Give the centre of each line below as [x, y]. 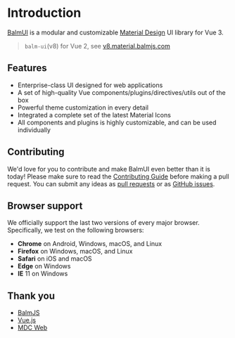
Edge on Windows [44, 266]
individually [34, 130]
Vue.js [27, 320]
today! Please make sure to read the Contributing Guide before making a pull [118, 176]
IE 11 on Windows [43, 274]
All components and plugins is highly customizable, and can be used [117, 122]
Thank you [31, 295]
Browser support [45, 206]
